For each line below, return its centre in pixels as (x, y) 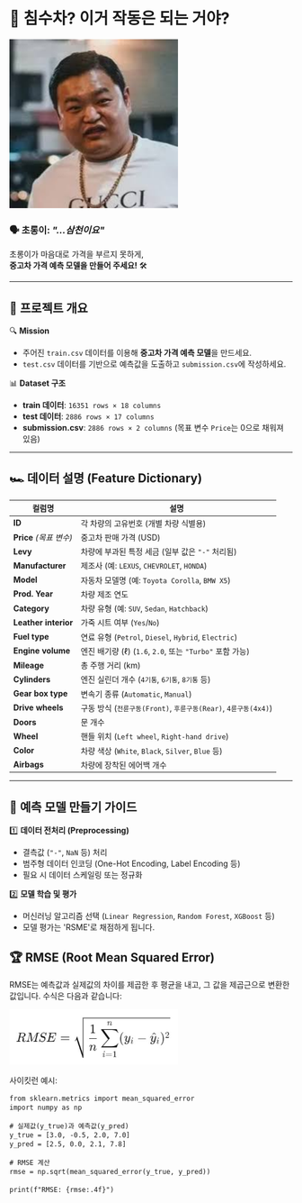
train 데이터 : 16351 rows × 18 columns (92, 406)
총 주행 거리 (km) (111, 665)
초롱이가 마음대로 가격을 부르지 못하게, (76, 254)
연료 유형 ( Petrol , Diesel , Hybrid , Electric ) (159, 637)
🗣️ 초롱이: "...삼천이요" (57, 230)
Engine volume (42, 651)
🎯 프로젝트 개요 (49, 308)
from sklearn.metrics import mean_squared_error (102, 1098)
